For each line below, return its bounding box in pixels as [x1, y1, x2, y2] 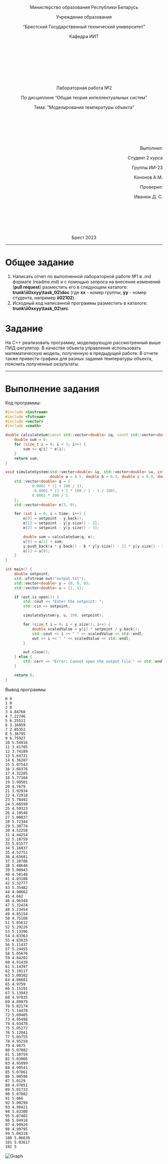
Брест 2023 [71, 234, 96, 240]
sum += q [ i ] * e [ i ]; [23, 446, 66, 451]
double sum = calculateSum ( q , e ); [23, 534, 95, 539]
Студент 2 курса [127, 155, 163, 161]
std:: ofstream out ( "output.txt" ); [14, 576, 86, 581]
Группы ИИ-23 [131, 165, 163, 170]
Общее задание [5, 257, 74, 268]
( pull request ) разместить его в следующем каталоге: [12, 284, 128, 290]
